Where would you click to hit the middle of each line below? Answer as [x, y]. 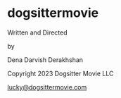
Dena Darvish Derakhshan [45, 60]
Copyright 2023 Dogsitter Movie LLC [60, 73]
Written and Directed [38, 32]
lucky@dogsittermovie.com [47, 87]
